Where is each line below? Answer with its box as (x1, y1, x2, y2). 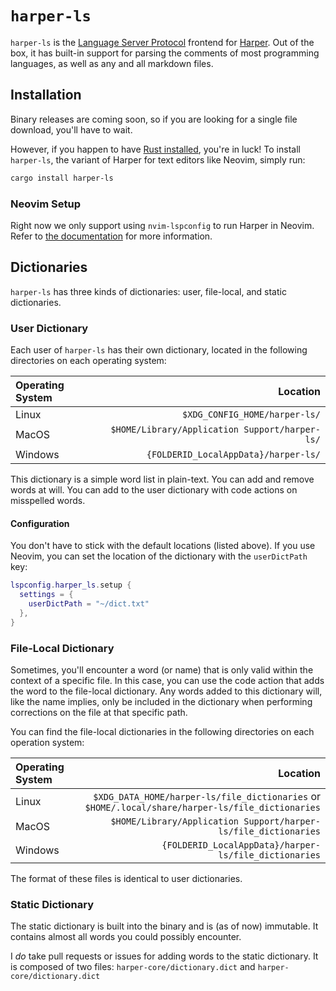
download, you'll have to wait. (10, 123, 133, 136)
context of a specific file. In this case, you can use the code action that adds (10, 674, 325, 686)
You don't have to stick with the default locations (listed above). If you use (10, 540, 316, 552)
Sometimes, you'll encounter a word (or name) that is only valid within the (10, 663, 314, 676)
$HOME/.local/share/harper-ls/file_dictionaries (84, 802, 321, 813)
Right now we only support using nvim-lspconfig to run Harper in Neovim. (10, 219, 315, 231)
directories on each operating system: (10, 355, 167, 367)
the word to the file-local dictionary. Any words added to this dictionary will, (10, 685, 323, 697)
